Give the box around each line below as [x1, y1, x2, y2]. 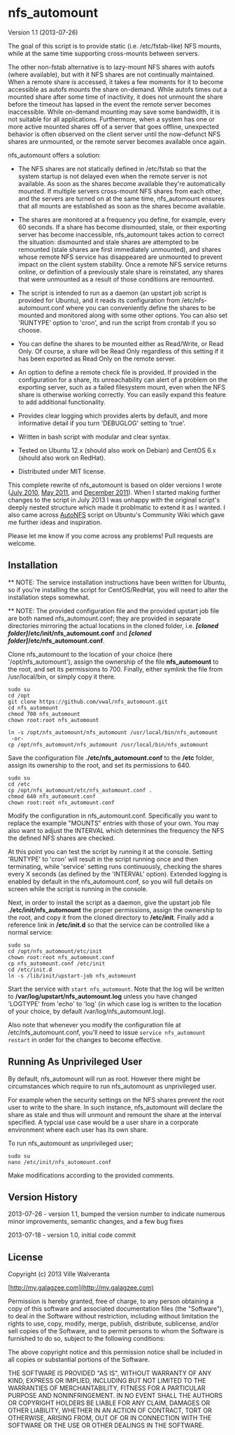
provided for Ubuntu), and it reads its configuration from [17, 296, 180, 305]
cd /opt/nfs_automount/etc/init [8, 947, 102, 955]
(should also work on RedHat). [17, 453, 106, 462]
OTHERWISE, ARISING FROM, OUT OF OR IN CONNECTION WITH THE [8, 1414, 212, 1422]
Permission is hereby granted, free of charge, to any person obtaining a [8, 1297, 214, 1306]
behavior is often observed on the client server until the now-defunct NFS [8, 130, 221, 138]
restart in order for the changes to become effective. [8, 1035, 163, 1043]
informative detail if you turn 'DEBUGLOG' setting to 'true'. [17, 419, 186, 427]
